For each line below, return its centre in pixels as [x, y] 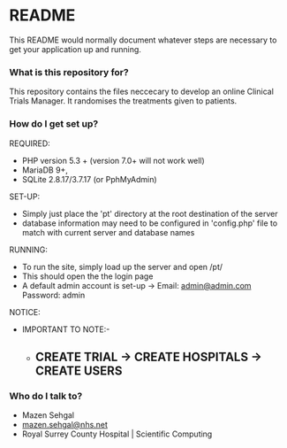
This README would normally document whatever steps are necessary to [143, 40]
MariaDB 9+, [45, 170]
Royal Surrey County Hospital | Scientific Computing [117, 434]
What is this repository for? [69, 72]
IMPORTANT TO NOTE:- [66, 329]
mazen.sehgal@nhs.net [65, 425]
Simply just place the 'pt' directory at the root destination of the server [150, 213]
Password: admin [53, 295]
